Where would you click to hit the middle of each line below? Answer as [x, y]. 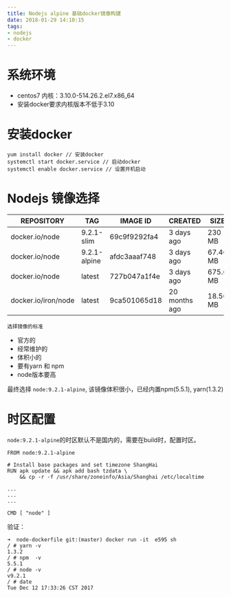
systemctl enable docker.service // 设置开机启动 [76, 169]
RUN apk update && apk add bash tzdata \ [67, 471]
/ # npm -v [24, 558]
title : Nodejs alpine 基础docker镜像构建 [64, 13]
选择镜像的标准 [25, 326]
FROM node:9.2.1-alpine [41, 453]
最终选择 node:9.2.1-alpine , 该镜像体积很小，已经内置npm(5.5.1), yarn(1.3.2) [115, 389]
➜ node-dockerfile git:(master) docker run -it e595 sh [92, 540]
